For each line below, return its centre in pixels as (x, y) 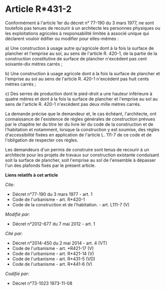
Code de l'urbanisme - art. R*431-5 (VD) (54, 259)
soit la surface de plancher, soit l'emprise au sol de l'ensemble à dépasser (81, 160)
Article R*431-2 (38, 9)
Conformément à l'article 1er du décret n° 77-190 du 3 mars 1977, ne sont (80, 23)
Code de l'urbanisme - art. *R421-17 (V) (53, 248)
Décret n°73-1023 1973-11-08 (42, 283)
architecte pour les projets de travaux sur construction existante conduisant (82, 155)
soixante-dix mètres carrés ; (34, 64)
